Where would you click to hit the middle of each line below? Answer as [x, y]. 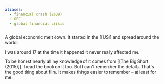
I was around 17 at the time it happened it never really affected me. [72, 52]
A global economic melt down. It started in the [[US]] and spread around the [82, 37]
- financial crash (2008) [36, 14]
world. [12, 43]
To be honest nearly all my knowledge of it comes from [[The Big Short [77, 61]
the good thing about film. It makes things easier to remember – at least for [81, 72]
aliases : [14, 10]
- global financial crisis [37, 23]
